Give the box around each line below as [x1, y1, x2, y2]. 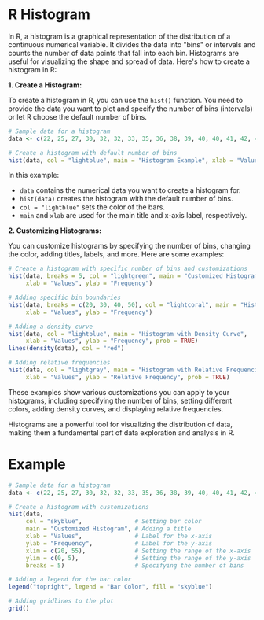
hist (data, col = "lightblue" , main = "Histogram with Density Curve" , [8, 330, 247, 338]
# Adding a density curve [8, 323, 93, 330]
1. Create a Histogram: [8, 80, 82, 90]
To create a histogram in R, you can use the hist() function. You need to [8, 95, 244, 105]
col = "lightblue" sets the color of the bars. [19, 202, 165, 212]
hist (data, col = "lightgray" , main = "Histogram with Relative [8, 366, 223, 375]
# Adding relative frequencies [8, 359, 111, 367]
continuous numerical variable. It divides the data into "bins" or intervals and [8, 39, 256, 49]
